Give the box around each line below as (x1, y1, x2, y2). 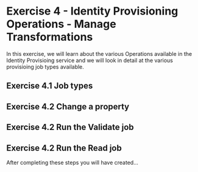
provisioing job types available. (6, 63, 84, 71)
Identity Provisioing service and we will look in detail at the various (6, 57, 174, 64)
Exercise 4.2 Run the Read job (6, 143, 122, 153)
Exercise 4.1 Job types (6, 81, 93, 91)
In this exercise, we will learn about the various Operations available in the (6, 50, 193, 57)
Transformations (6, 30, 93, 44)
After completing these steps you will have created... (6, 159, 139, 166)
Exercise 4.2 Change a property (6, 101, 130, 112)
